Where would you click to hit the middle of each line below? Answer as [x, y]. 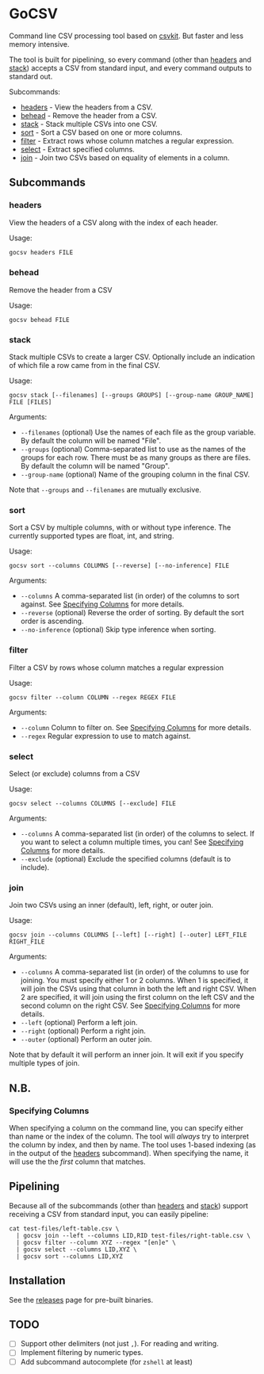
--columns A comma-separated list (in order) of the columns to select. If [137, 833]
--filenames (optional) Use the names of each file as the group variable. [138, 432]
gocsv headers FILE [41, 252]
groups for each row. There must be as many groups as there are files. [136, 457]
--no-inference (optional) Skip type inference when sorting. [118, 630]
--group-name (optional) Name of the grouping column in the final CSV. [135, 475]
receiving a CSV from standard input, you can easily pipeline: [109, 1214]
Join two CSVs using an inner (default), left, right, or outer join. [111, 905]
